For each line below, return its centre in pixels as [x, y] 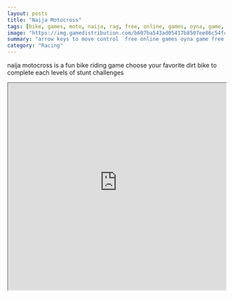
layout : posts [28, 13]
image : [17, 33]
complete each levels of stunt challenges [66, 72]
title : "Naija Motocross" [44, 20]
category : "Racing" [35, 46]
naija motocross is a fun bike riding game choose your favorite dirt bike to [112, 65]
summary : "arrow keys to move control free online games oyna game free [116, 39]
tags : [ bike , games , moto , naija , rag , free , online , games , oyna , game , [116, 26]
